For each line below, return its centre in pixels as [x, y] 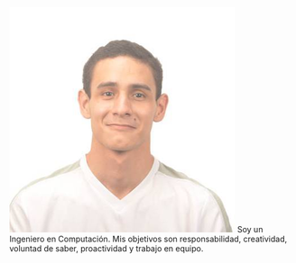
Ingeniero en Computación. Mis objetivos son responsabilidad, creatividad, [148, 239]
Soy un [250, 229]
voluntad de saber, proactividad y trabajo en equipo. [106, 249]
